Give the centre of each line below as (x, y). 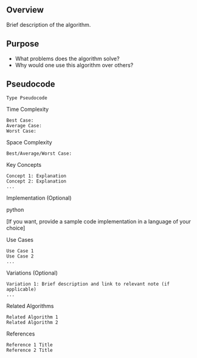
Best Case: (20, 121)
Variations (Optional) (32, 273)
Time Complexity (28, 110)
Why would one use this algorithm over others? (74, 65)
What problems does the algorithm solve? (67, 58)
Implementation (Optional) (39, 198)
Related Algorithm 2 (33, 323)
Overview (25, 10)
